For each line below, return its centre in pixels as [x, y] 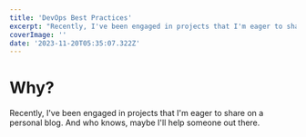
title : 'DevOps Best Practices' [71, 18]
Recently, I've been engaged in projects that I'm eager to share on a [137, 113]
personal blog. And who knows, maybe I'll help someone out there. [135, 122]
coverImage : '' [38, 34]
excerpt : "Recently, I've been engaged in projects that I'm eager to [146, 26]
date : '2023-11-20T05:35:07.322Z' [75, 43]
